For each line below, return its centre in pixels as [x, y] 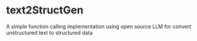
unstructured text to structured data [49, 32]
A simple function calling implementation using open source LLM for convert [98, 26]
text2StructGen [45, 10]
